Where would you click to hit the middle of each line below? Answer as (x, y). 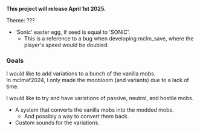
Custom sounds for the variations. (57, 123)
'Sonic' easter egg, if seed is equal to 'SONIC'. (73, 32)
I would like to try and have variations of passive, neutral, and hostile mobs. (100, 98)
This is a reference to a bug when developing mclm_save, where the (109, 38)
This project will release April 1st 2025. (56, 9)
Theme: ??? (21, 20)
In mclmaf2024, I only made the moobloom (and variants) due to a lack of (98, 80)
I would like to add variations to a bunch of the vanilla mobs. (81, 74)
